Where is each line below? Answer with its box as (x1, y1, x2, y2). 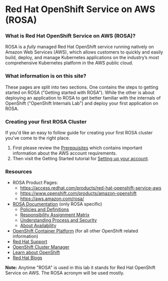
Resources (5, 168, 32, 175)
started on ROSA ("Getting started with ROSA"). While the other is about (5, 89, 155, 96)
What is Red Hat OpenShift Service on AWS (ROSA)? (5, 32, 136, 39)
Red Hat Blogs (12, 255, 42, 261)
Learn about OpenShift (12, 249, 60, 256)
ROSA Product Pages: (12, 179, 58, 185)
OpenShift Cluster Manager (12, 244, 70, 250)
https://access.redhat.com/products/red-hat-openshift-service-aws (20, 185, 161, 191)
